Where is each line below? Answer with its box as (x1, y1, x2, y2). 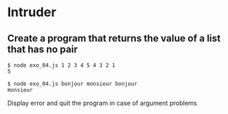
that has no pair (7, 43, 78, 55)
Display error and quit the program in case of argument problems (7, 99, 198, 107)
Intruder (7, 4, 57, 20)
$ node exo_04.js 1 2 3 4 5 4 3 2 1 (7, 62, 115, 69)
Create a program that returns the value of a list (7, 32, 221, 44)
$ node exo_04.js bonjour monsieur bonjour (7, 80, 138, 87)
